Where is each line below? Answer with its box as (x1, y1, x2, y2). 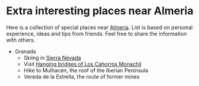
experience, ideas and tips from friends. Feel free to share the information (6, 30, 187, 37)
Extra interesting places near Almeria (6, 4, 194, 18)
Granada (14, 47, 36, 55)
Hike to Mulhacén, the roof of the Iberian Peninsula (23, 66, 149, 74)
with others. (6, 36, 36, 43)
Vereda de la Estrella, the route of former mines (23, 73, 140, 80)
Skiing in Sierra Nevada (23, 54, 81, 61)
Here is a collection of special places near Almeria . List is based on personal (6, 24, 193, 31)
